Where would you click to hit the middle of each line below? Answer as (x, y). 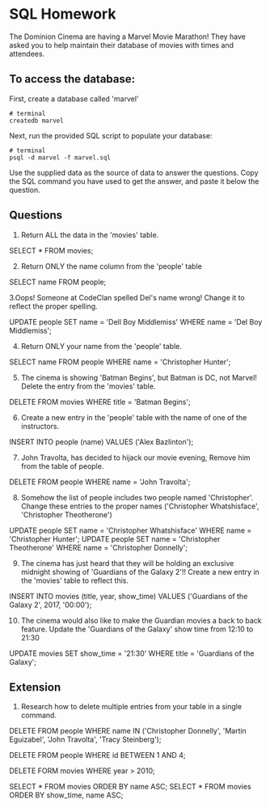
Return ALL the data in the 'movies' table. (90, 235)
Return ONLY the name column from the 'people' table (112, 266)
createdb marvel (36, 121)
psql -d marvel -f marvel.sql (60, 157)
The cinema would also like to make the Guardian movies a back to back (141, 620)
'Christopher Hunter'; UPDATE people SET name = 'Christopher (115, 538)
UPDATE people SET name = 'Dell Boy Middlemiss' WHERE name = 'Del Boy (136, 321)
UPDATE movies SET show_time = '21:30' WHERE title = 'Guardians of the (132, 653)
